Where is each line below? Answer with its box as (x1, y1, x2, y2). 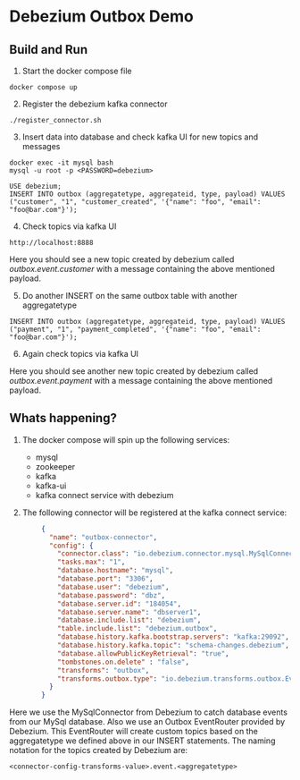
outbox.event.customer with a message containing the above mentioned (9, 264, 275, 274)
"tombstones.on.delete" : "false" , (56, 657, 190, 666)
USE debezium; (9, 182, 62, 191)
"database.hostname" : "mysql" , (56, 566, 174, 575)
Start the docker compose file (21, 65, 132, 76)
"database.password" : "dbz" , (56, 590, 166, 600)
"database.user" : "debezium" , (56, 582, 170, 591)
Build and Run (9, 42, 87, 57)
